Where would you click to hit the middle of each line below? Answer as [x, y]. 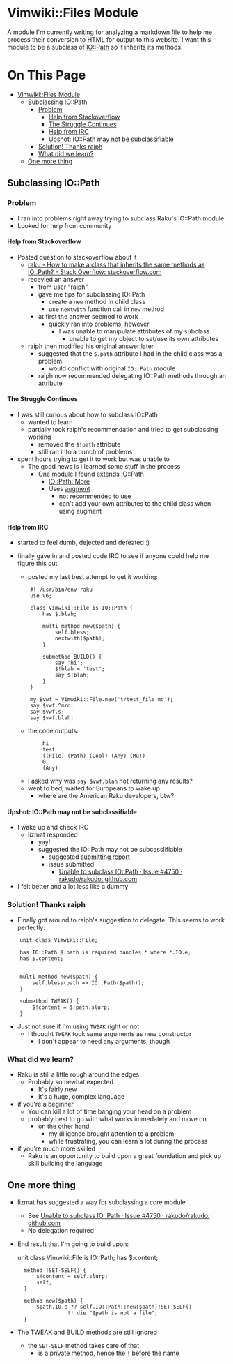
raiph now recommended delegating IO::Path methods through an [132, 375]
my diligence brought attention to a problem [111, 1133]
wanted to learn [50, 422]
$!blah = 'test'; [80, 669]
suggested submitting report [89, 857]
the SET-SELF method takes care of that [83, 1345]
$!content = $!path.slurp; [71, 1007]
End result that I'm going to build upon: [73, 1244]
